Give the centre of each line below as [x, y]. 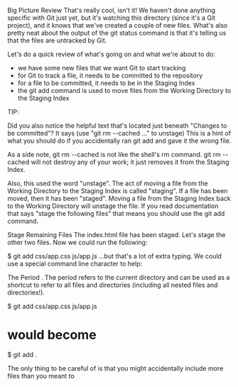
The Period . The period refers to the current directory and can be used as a [119, 277]
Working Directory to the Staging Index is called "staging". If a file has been [118, 191]
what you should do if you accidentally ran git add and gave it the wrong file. [119, 141]
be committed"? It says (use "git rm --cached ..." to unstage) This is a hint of [119, 133]
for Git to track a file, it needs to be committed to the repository [110, 75]
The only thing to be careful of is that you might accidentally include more [115, 368]
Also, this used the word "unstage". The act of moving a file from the [108, 183]
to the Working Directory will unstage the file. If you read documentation [113, 206]
